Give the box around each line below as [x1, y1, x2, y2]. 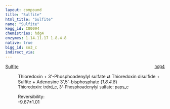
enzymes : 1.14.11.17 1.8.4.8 [5, 36, 67, 41]
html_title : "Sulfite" [5, 17, 53, 22]
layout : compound [5, 7, 42, 13]
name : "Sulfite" [5, 21, 39, 27]
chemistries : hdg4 [5, 31, 44, 36]
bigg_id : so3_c [5, 45, 37, 50]
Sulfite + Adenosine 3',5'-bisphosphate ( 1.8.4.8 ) [18, 79, 117, 85]
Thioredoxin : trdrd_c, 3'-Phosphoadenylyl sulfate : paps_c [18, 84, 129, 90]
